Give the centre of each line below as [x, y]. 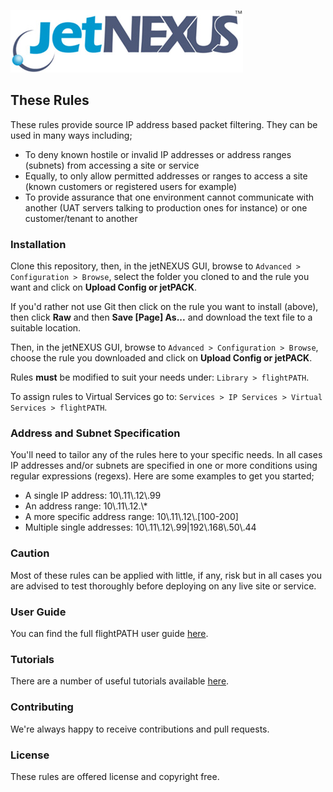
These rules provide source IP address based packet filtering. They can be [164, 124]
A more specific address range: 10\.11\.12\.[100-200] [131, 517]
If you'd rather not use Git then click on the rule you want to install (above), [164, 307]
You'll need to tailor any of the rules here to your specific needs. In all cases [166, 455]
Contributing [42, 707]
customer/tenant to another [81, 218]
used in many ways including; [71, 135]
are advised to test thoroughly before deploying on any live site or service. [163, 586]
